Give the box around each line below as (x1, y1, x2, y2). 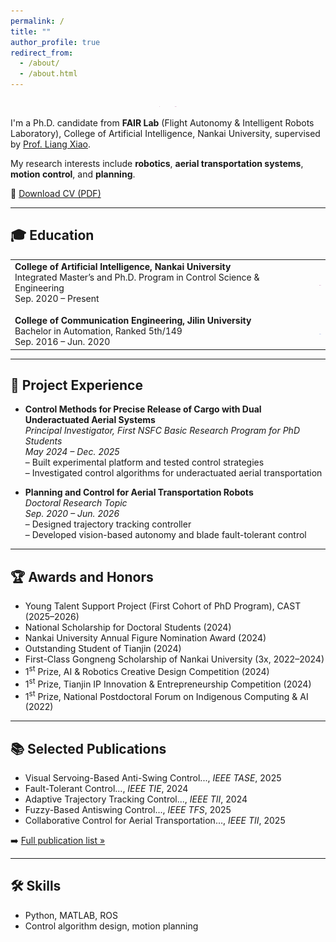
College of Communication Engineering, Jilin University (14, 315, 252, 327)
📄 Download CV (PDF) (10, 188, 102, 199)
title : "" (10, 26, 52, 37)
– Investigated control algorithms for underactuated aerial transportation (24, 467, 323, 479)
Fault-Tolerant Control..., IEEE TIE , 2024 (24, 782, 189, 794)
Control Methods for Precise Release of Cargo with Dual (24, 403, 262, 415)
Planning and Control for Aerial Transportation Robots (24, 486, 254, 499)
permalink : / (10, 16, 65, 26)
